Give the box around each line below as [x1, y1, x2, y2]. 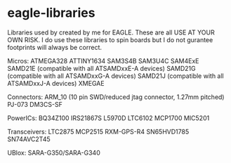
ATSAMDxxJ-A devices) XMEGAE [7, 79, 105, 87]
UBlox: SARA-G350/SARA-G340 [7, 148, 100, 157]
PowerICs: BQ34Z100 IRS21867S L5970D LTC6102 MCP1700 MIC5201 [7, 114, 210, 122]
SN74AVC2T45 [7, 135, 51, 143]
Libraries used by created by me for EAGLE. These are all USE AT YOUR [7, 28, 216, 37]
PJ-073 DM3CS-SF [7, 100, 63, 108]
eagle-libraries [7, 5, 95, 21]
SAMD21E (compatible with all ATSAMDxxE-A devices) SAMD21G [7, 64, 196, 72]
